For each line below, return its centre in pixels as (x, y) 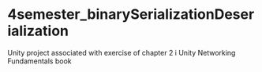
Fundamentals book (39, 61)
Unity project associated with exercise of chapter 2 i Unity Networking (122, 52)
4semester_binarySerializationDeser (131, 14)
